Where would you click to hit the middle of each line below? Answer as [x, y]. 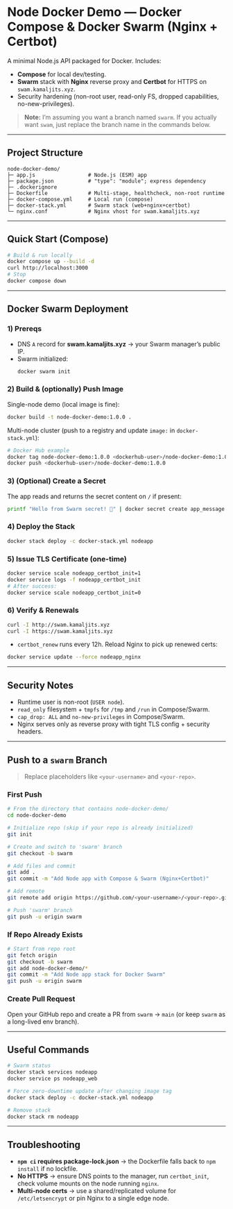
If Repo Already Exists [45, 934]
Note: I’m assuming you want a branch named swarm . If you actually [120, 117]
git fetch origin [32, 955]
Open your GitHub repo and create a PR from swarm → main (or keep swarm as [116, 1014]
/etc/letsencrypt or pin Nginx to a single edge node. [93, 1199]
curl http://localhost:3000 [48, 268]
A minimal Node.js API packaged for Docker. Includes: [84, 60]
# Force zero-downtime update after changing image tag [89, 1091]
